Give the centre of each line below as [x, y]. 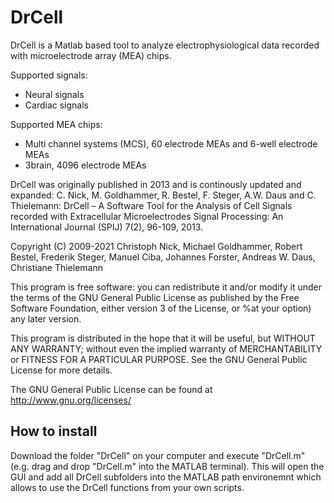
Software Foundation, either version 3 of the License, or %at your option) [161, 308]
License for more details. [61, 370]
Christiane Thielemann [56, 267]
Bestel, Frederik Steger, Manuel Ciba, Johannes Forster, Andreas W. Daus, [163, 257]
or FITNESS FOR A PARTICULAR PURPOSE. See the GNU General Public [159, 359]
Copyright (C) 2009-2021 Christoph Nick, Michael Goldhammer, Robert [156, 246]
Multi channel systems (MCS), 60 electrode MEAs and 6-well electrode [171, 143]
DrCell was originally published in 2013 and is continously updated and [156, 184]
